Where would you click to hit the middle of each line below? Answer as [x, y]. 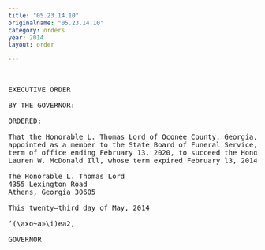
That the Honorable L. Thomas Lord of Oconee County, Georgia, [133, 137]
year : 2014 [26, 37]
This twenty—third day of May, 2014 [79, 208]
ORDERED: [25, 121]
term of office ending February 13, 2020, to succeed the [123, 153]
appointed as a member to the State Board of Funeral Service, [133, 145]
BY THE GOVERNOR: [41, 106]
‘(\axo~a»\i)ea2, [41, 224]
